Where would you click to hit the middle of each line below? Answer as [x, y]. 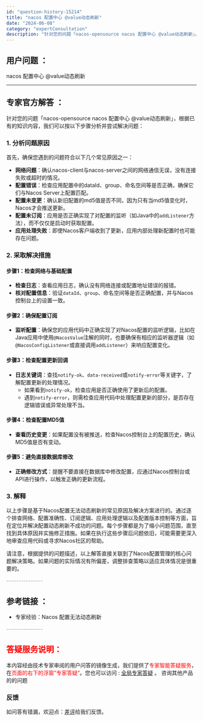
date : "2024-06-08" [31, 23]
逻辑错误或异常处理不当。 [56, 405]
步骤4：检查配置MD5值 [35, 420]
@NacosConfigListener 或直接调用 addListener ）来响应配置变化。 [94, 345]
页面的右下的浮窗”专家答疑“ [46, 673]
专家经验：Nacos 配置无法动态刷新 [58, 617]
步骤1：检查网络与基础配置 [39, 271]
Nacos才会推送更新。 [41, 208]
